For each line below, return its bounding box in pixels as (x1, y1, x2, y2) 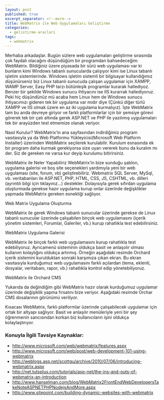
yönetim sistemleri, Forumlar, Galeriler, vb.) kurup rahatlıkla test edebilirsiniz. (5, 220, 159, 226)
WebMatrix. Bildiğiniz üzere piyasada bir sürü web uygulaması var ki (5, 63, 142, 68)
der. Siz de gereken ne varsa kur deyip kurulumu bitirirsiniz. (5, 150, 125, 156)
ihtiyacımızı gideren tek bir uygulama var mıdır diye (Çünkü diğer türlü (5, 99, 145, 105)
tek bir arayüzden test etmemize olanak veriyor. (5, 120, 101, 126)
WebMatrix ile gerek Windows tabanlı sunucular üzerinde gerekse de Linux (5, 210, 156, 216)
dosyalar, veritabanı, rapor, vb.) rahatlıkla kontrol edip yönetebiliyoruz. (5, 265, 145, 271)
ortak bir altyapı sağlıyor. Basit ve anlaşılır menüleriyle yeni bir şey (5, 309, 138, 315)
